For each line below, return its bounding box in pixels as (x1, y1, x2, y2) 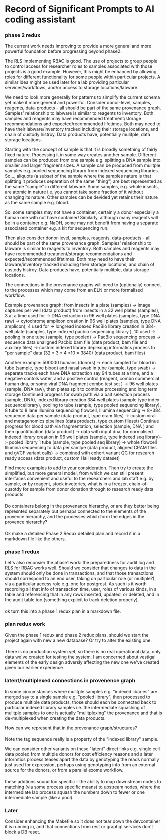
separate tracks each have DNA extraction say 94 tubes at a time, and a (5, 370, 153, 376)
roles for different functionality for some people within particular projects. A (5, 74, 161, 80)
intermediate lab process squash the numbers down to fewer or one (5, 789, 145, 795)
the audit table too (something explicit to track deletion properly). (5, 596, 139, 603)
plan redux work (5, 621, 46, 628)
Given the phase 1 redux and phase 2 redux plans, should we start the (5, 632, 149, 638)
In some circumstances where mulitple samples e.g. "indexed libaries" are (5, 688, 158, 694)
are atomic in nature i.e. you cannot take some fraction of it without (5, 189, 143, 195)
